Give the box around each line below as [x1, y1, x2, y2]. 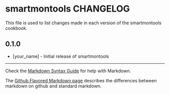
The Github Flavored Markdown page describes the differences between [5, 77, 157, 83]
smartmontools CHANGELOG [5, 3, 130, 15]
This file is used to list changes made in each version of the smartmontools [5, 20, 162, 26]
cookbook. [5, 25, 28, 31]
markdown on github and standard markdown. [5, 83, 102, 89]
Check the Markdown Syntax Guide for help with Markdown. [5, 68, 132, 74]
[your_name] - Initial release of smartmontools [12, 53, 109, 59]
